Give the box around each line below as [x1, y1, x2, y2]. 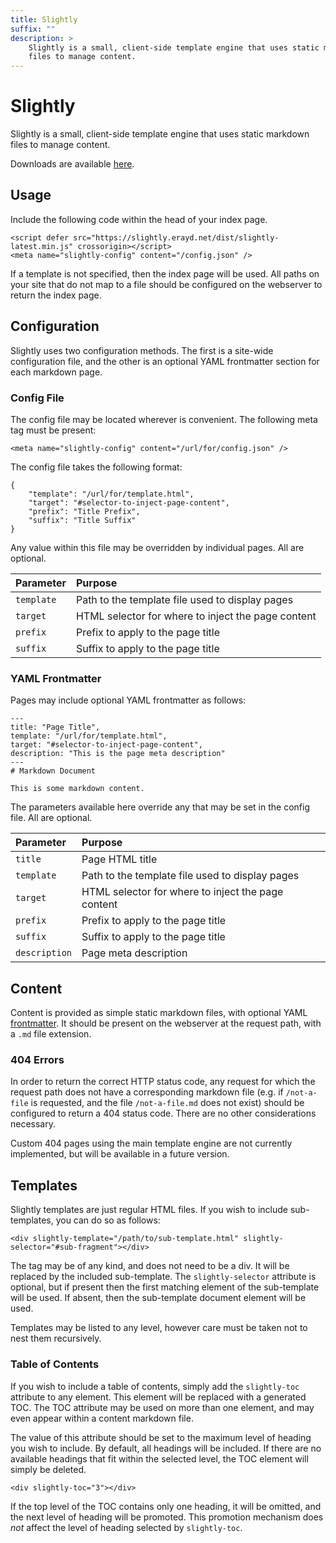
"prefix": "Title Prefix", [28, 506, 141, 516]
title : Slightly [10, 14, 78, 25]
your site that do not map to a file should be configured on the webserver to [10, 278, 323, 290]
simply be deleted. [10, 1463, 87, 1475]
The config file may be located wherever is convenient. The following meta [10, 413, 318, 425]
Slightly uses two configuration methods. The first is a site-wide [10, 344, 274, 356]
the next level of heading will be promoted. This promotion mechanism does [10, 1511, 324, 1523]
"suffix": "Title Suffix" [28, 515, 137, 525]
